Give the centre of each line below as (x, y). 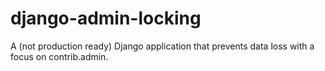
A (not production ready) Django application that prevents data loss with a (162, 46)
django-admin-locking (106, 18)
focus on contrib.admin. (59, 56)
